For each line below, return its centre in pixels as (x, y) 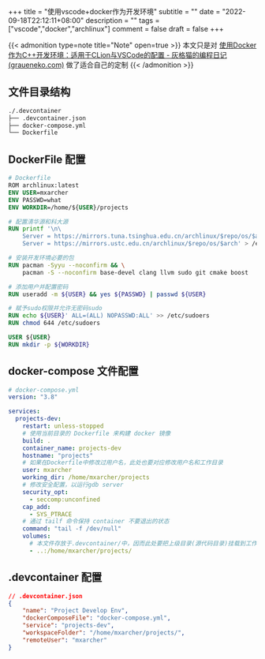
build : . (37, 440)
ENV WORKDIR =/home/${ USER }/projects (68, 208)
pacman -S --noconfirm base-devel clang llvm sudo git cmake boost (135, 272)
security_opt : (45, 492)
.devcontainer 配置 (55, 577)
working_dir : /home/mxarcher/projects (86, 477)
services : (24, 412)
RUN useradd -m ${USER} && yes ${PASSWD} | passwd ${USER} (107, 294)
